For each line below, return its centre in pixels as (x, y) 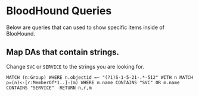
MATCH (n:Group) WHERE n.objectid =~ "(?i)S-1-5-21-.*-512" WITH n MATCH (100, 77)
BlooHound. (21, 33)
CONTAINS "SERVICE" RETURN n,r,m (49, 88)
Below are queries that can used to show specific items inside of (85, 27)
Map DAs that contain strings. (63, 52)
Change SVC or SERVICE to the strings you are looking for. (75, 66)
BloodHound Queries (59, 11)
